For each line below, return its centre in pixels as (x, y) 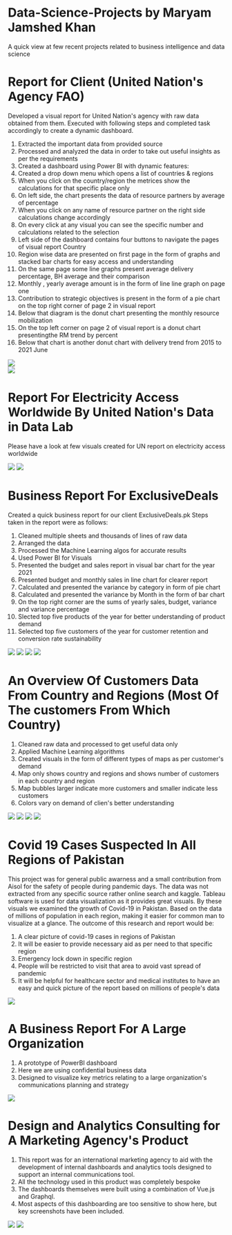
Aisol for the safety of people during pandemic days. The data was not (108, 886)
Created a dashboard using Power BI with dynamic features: (103, 166)
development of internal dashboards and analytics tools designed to (115, 1167)
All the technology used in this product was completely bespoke (109, 1182)
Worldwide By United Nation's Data (111, 412)
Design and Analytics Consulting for (114, 1125)
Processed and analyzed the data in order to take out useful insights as (119, 151)
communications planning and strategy (73, 1085)
